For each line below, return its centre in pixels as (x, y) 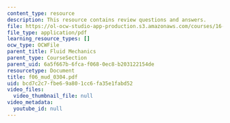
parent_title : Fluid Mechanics (52, 52)
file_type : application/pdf (47, 32)
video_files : (26, 90)
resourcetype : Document (41, 70)
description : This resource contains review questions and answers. (107, 20)
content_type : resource (41, 13)
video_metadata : (30, 102)
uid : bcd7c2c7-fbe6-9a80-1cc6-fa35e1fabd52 (70, 83)
